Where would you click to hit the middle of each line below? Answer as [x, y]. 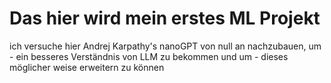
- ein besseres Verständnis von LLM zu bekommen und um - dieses [149, 56]
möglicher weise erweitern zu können [87, 67]
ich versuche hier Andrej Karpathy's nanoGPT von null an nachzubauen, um [165, 46]
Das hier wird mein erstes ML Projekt [165, 18]
